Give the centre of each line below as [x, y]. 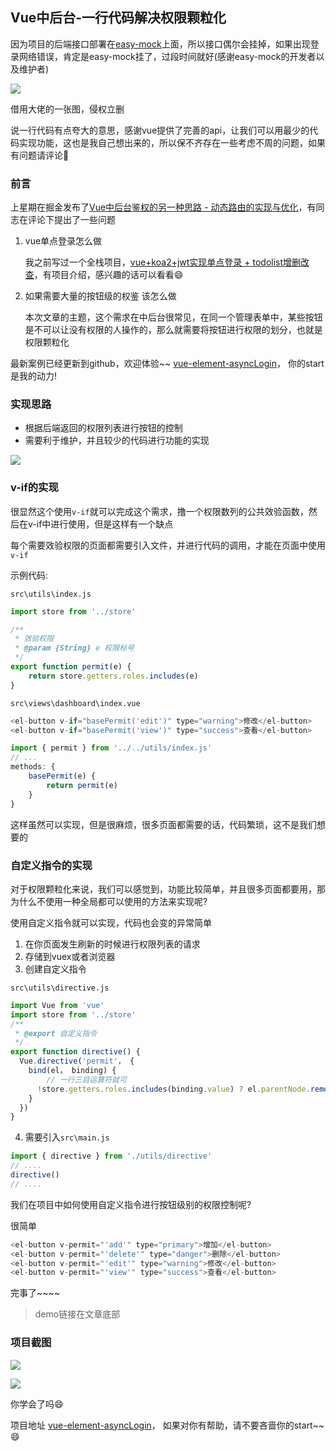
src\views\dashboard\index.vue [75, 703]
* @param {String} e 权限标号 [74, 648]
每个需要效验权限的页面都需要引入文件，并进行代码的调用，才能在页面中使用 [168, 545]
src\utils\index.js [51, 594]
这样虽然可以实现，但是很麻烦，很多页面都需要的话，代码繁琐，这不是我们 [163, 824]
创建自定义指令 [55, 969]
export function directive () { [75, 1052]
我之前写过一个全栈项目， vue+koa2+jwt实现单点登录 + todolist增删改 [167, 262]
